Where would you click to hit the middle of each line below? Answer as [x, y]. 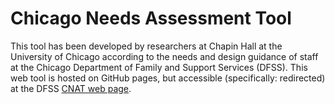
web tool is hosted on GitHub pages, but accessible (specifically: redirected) [168, 78]
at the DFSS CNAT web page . [71, 88]
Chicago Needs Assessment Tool [151, 18]
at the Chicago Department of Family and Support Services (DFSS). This [159, 67]
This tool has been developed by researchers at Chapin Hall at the [146, 46]
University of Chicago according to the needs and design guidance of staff [164, 56]
